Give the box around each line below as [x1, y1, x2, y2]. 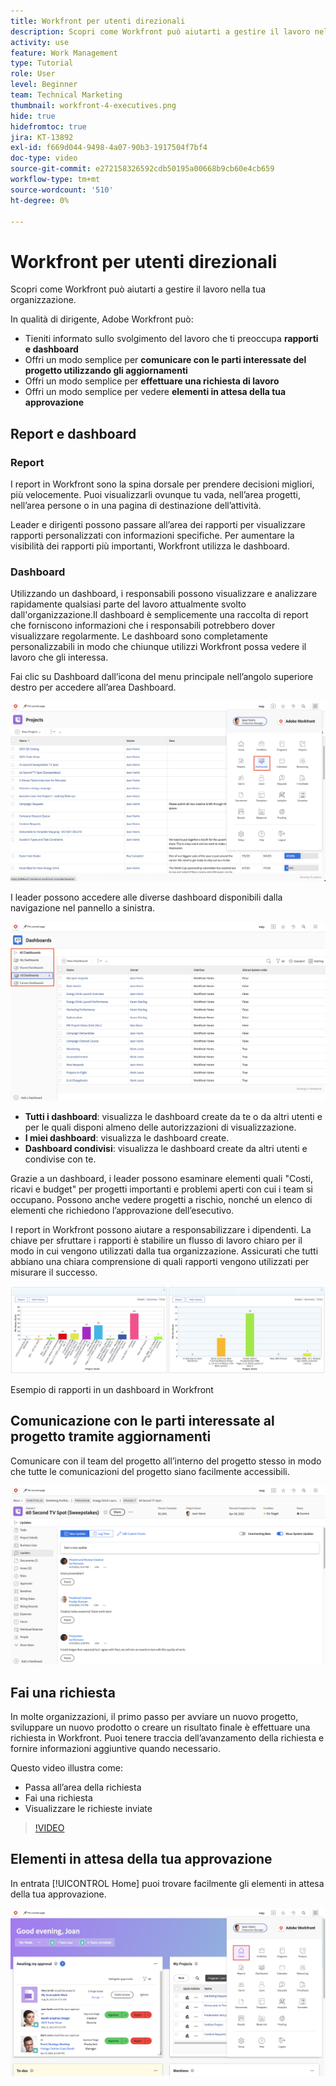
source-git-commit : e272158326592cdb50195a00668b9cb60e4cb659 [10, 164, 275, 174]
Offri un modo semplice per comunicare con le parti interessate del [24, 354, 307, 366]
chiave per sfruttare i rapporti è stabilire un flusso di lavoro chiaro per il [10, 1235, 303, 1247]
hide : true [10, 111, 56, 121]
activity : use [10, 37, 70, 47]
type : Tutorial [10, 58, 74, 69]
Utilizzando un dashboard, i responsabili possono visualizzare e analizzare [10, 588, 318, 600]
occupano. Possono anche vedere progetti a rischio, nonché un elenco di [10, 1194, 313, 1206]
